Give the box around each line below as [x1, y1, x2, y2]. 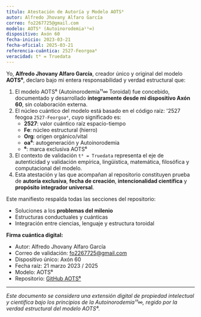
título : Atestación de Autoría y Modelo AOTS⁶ [6, 8, 124, 15]
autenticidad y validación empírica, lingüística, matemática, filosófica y [14, 158, 190, 165]
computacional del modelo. [14, 165, 83, 172]
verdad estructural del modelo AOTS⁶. [6, 304, 100, 312]
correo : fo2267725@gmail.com [6, 20, 79, 26]
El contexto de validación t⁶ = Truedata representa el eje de [14, 151, 164, 159]
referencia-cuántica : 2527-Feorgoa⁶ [6, 48, 98, 54]
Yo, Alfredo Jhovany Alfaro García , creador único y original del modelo [6, 70, 183, 77]
